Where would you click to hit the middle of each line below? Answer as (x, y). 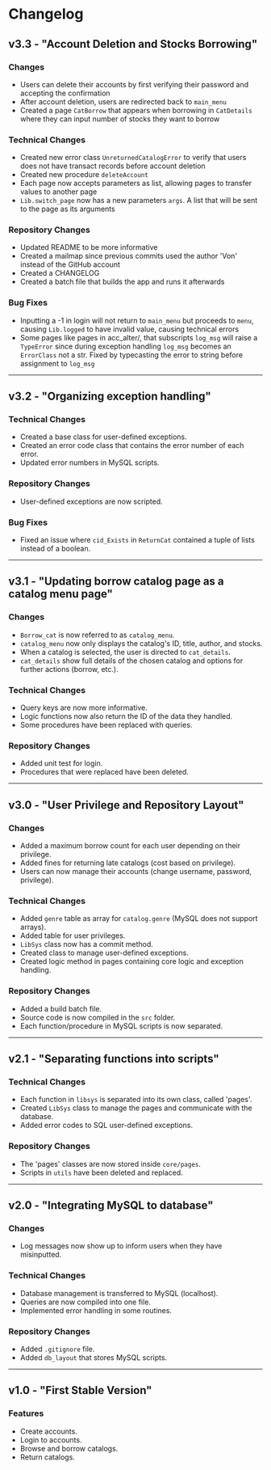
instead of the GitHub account (70, 264)
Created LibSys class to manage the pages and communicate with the (136, 1108)
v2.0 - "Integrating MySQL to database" (111, 1205)
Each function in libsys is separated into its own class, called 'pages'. (136, 1100)
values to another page (58, 192)
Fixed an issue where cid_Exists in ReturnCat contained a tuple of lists (138, 540)
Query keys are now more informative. (83, 708)
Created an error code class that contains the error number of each (132, 446)
